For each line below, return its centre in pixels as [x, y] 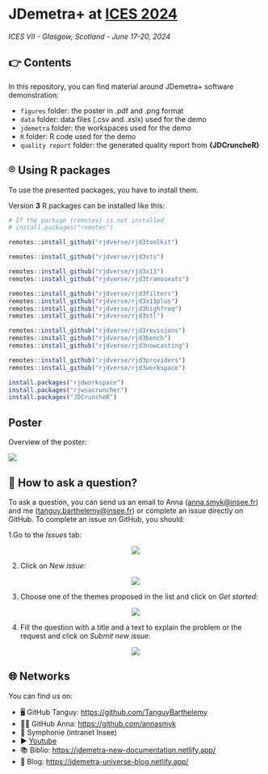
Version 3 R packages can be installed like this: [87, 205]
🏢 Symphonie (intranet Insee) [69, 732]
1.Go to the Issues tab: [45, 535]
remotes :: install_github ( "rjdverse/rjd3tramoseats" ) [99, 279]
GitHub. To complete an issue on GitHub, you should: [96, 519]
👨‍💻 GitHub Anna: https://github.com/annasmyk [98, 723]
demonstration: [33, 95]
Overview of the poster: [48, 442]
